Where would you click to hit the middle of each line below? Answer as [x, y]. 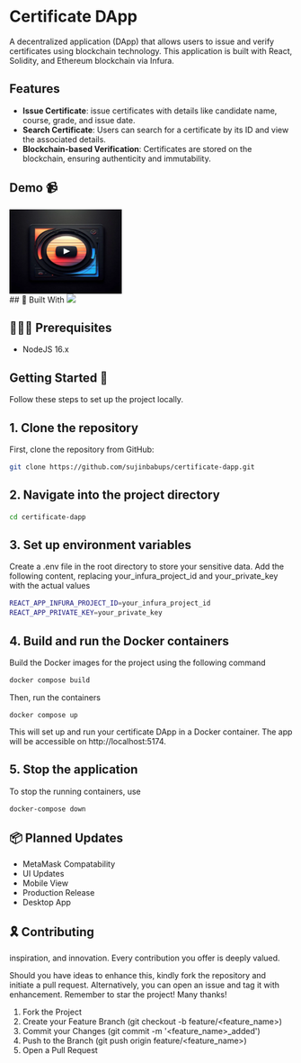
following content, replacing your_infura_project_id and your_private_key [144, 576]
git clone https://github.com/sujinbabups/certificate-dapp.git [132, 467]
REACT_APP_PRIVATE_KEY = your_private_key [86, 613]
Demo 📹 [34, 188]
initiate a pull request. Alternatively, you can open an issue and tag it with [145, 985]
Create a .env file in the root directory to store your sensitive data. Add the [147, 567]
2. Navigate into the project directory [115, 495]
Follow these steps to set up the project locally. [97, 400]
